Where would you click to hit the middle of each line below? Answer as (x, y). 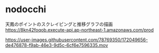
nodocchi (26, 9)
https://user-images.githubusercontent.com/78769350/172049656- (77, 40)
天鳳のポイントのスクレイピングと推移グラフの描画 (59, 24)
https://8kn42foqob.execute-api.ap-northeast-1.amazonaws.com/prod (80, 30)
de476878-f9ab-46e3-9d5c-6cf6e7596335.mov (57, 45)
